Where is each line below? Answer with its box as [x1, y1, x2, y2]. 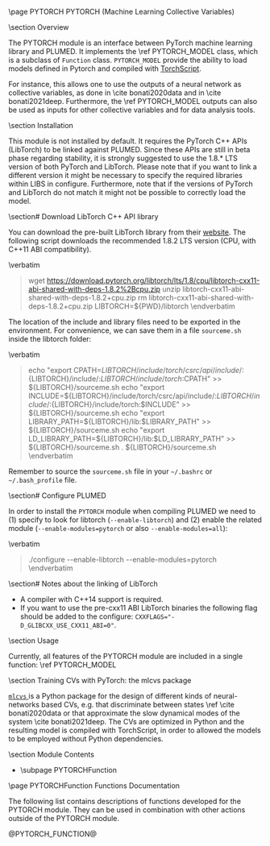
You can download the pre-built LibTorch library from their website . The [8, 227, 246, 237]
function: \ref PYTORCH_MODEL [8, 660, 117, 670]
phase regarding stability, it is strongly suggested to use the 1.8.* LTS [8, 153, 238, 163]
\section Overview [8, 23, 69, 31]
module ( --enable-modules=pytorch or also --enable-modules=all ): [8, 524, 228, 533]
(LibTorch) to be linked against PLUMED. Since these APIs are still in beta [8, 145, 251, 154]
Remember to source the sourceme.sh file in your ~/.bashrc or [8, 467, 213, 476]
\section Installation [8, 121, 74, 130]
